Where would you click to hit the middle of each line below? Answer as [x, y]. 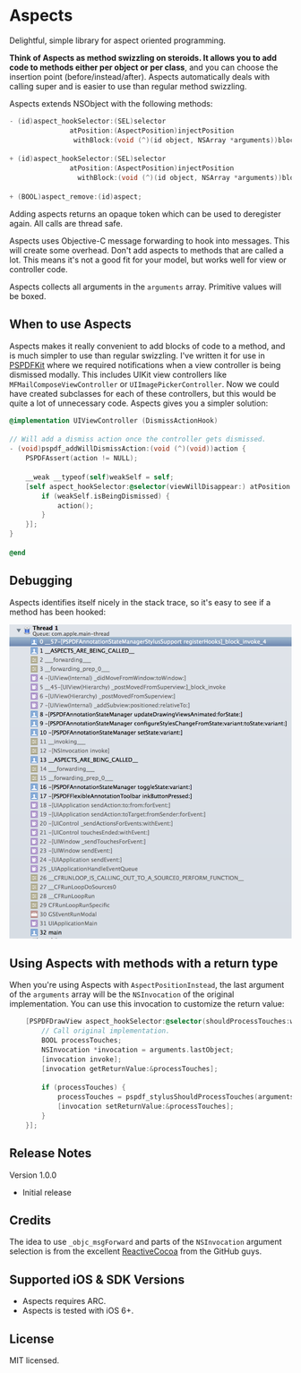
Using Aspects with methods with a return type [144, 963]
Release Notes [51, 1153]
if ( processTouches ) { [84, 1088]
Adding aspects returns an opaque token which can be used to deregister [145, 214]
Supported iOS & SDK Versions [97, 1279]
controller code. [39, 269]
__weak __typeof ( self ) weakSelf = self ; [100, 477]
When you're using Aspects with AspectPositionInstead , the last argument [147, 985]
